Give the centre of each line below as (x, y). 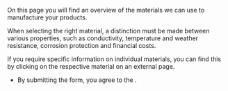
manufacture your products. (47, 17)
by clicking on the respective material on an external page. (91, 66)
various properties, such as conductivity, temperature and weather (103, 38)
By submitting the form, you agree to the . (77, 80)
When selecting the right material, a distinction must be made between (108, 31)
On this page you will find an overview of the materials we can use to (106, 10)
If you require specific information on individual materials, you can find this (114, 59)
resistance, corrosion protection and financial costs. (82, 45)
